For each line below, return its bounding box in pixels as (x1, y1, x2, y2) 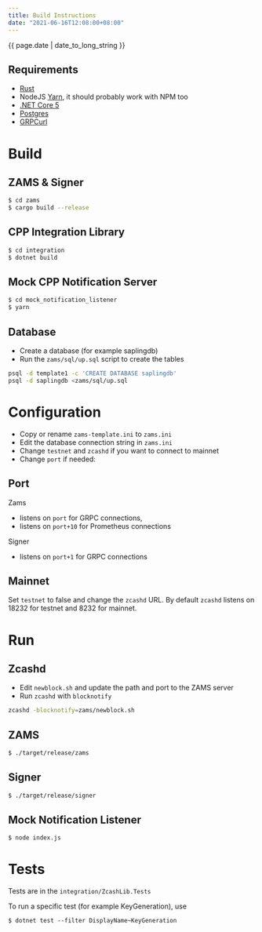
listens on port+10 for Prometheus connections (19, 521, 171, 530)
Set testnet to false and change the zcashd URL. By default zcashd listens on (8, 595, 255, 605)
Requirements (8, 63, 78, 76)
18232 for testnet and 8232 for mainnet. (8, 603, 137, 613)
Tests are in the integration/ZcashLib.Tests (8, 886, 151, 896)
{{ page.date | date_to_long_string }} (8, 40, 126, 49)
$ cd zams (8, 197, 41, 205)
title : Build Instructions (8, 11, 96, 20)
